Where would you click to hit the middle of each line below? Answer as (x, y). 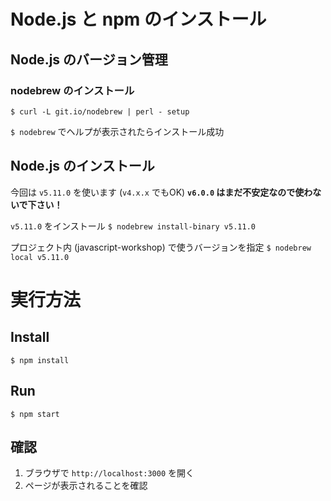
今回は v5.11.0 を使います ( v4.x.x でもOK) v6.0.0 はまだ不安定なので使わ (161, 192)
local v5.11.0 (40, 257)
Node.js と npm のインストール (138, 19)
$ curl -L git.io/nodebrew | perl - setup (100, 111)
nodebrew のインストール (72, 90)
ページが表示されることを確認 (86, 486)
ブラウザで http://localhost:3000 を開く (109, 473)
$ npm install (40, 360)
